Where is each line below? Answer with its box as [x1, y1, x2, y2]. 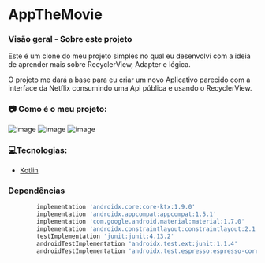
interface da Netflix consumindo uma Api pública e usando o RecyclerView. [8, 83, 252, 93]
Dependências [8, 185, 65, 196]
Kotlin [19, 165, 39, 175]
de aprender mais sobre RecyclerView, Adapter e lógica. [8, 60, 191, 69]
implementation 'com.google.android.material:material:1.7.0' [36, 218, 245, 226]
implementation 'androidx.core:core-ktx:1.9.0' [36, 203, 196, 211]
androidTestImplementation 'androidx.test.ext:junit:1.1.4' [36, 239, 238, 247]
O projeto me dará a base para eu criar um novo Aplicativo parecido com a [8, 75, 251, 84]
